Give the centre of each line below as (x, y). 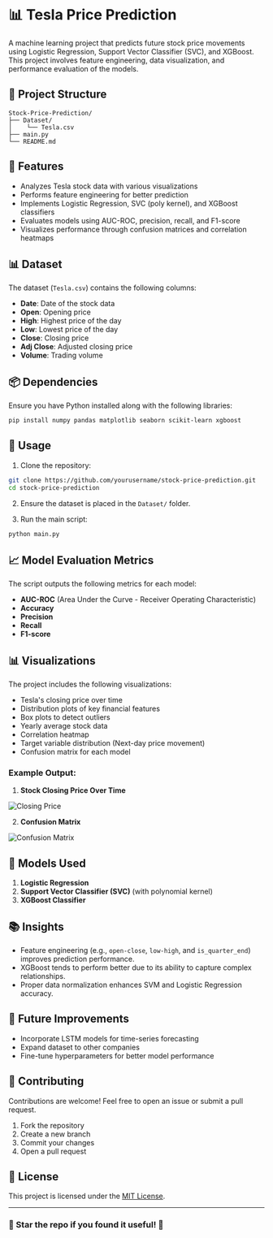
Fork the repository (52, 1125)
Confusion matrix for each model (76, 752)
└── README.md (32, 141)
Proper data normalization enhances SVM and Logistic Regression (131, 985)
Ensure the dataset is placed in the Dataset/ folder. (105, 503)
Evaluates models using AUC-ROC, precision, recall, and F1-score (130, 220)
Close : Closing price (54, 338)
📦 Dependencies (53, 382)
